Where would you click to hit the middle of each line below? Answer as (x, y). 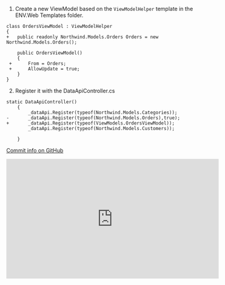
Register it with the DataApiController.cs (65, 91)
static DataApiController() (42, 102)
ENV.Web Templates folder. (49, 15)
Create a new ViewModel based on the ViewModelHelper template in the (104, 9)
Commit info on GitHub (35, 150)
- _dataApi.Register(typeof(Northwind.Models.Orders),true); (93, 118)
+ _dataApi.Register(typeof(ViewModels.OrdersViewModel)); (90, 123)
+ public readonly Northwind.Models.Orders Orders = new (82, 37)
